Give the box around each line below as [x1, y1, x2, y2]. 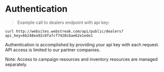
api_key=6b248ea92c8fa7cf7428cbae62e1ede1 [5, 33, 93, 38]
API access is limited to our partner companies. [5, 47, 100, 53]
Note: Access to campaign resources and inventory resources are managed [5, 56, 158, 62]
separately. [5, 61, 28, 67]
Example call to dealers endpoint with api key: [17, 19, 110, 25]
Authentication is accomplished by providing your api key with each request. [5, 41, 160, 47]
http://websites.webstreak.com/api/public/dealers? [16, 29, 124, 34]
